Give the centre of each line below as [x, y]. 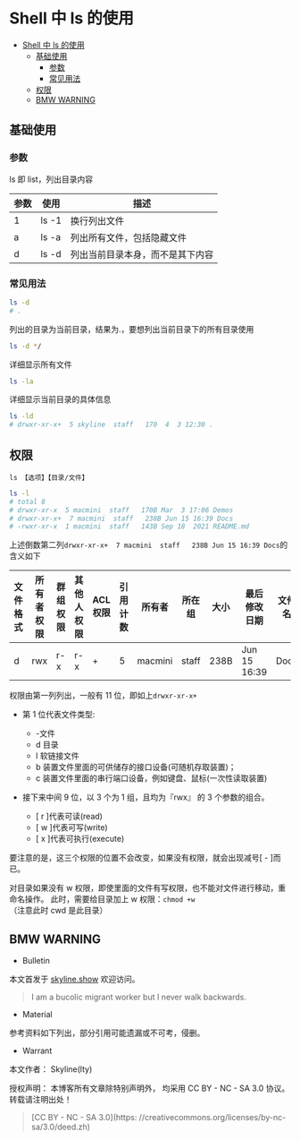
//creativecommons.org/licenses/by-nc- [212, 1118]
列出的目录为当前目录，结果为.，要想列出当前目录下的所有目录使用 [132, 329]
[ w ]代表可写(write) [72, 827]
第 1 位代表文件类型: [58, 715]
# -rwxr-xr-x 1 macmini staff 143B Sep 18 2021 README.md [129, 527]
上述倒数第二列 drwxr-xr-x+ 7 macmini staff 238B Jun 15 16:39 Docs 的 [149, 545]
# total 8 [28, 501]
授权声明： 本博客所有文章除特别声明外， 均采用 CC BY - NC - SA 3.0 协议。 [150, 1088]
